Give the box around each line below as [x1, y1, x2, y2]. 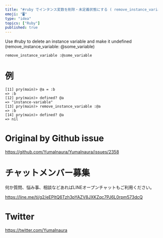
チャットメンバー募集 [5, 168, 90, 179]
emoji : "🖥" [5, 12, 28, 17]
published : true [5, 25, 38, 30]
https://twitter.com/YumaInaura [5, 227, 68, 233]
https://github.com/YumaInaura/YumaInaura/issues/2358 [5, 149, 119, 154]
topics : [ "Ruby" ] [5, 20, 40, 26]
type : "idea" [5, 16, 32, 21]
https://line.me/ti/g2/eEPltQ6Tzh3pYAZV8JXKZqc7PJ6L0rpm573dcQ [5, 194, 143, 200]
